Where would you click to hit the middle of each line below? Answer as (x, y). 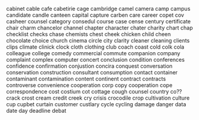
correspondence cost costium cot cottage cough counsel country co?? (94, 91)
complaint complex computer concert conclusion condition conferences (96, 60)
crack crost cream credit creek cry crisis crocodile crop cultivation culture (98, 98)
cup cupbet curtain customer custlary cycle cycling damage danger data (96, 104)
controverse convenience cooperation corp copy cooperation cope (89, 85)
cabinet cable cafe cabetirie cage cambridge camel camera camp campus (98, 9)
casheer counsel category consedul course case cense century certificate (99, 21)
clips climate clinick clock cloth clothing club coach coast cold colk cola (95, 47)
